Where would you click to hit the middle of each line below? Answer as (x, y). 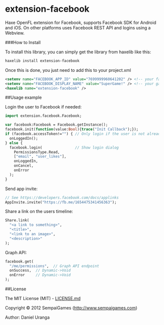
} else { (14, 143)
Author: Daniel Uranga (27, 317)
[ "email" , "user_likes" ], (40, 157)
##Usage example (23, 97)
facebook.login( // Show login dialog (64, 148)
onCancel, (24, 166)
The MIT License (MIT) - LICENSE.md (43, 299)
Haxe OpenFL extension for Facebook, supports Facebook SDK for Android (81, 22)
